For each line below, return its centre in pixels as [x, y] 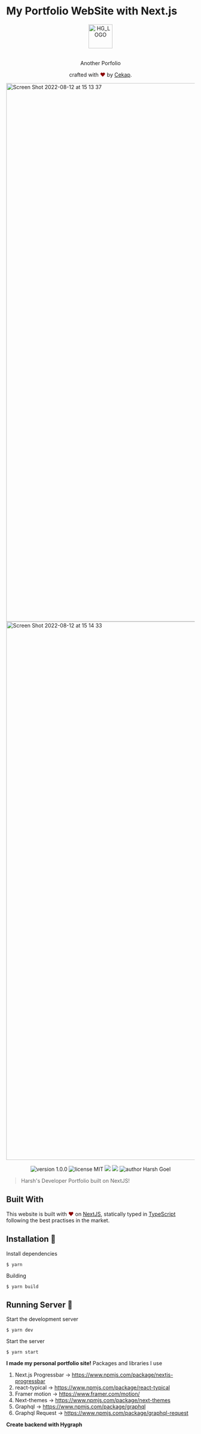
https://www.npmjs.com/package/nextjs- [122, 1375]
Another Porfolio [100, 63]
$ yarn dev [20, 1330]
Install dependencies [32, 1253]
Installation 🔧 [31, 1239]
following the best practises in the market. [58, 1220]
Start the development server [42, 1319]
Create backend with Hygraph [44, 1424]
